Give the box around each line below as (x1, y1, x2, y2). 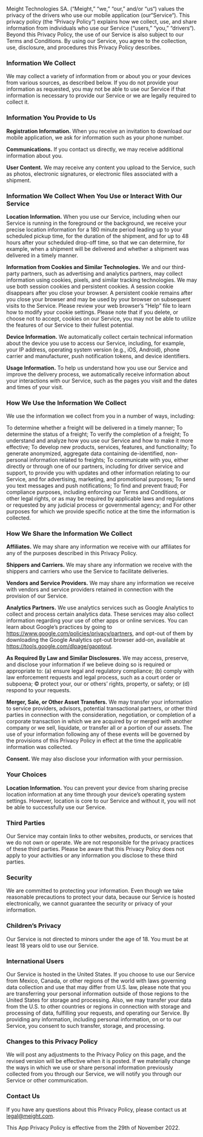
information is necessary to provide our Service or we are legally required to (6, 92, 197, 99)
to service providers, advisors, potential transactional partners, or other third (6, 705, 198, 712)
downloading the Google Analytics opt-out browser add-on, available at (6, 636, 185, 644)
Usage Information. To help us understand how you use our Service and (6, 364, 188, 372)
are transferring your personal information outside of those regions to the (6, 990, 189, 997)
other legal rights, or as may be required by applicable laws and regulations (6, 495, 195, 502)
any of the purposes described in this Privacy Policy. (6, 550, 138, 557)
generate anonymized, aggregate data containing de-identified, (6, 450, 165, 457)
